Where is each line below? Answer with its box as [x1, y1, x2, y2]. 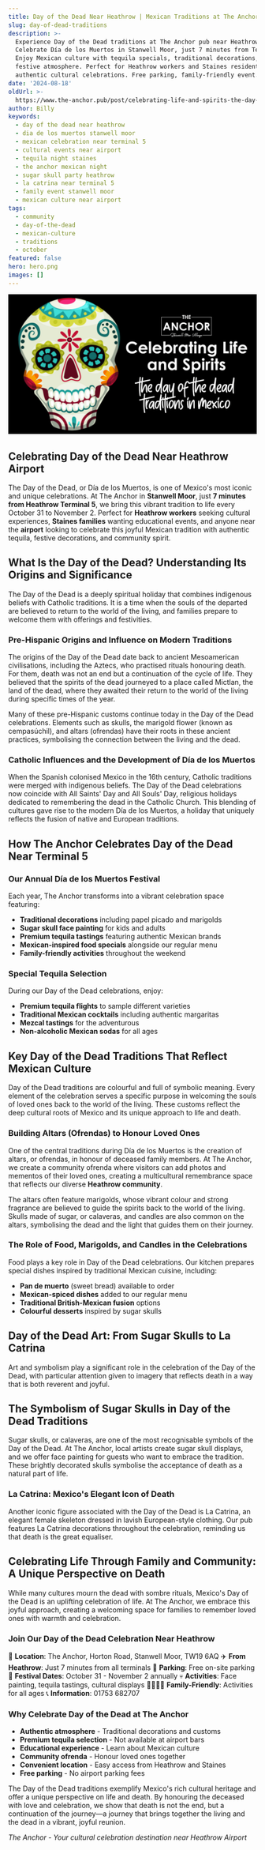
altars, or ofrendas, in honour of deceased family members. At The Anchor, [8, 1154, 252, 1164]
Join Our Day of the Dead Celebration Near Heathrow [8, 1633, 215, 1644]
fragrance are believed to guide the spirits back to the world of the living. [8, 1203, 245, 1213]
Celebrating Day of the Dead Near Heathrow [8, 449, 229, 463]
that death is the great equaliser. [8, 1532, 114, 1541]
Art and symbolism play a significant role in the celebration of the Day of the [8, 1363, 256, 1372]
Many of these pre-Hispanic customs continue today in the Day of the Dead [8, 709, 254, 719]
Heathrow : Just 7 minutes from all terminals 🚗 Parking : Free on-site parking [8, 1663, 255, 1672]
